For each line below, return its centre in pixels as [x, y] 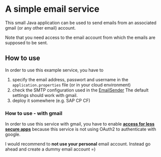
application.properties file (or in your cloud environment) [71, 85]
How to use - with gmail [34, 113]
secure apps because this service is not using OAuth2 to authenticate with [80, 129]
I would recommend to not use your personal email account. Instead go [78, 144]
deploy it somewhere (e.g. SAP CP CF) [51, 100]
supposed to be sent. [27, 42]
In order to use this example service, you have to [54, 70]
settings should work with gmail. [45, 95]
